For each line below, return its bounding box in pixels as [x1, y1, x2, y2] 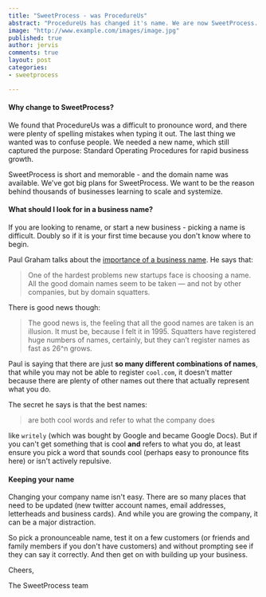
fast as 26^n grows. [27, 344, 93, 353]
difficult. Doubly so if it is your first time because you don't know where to [8, 231, 251, 241]
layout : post [8, 57, 52, 65]
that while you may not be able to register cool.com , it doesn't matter [8, 367, 233, 377]
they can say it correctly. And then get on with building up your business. [8, 550, 248, 560]
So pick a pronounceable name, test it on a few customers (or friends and [8, 533, 250, 543]
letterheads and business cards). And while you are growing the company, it [8, 509, 259, 519]
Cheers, [8, 565, 34, 575]
